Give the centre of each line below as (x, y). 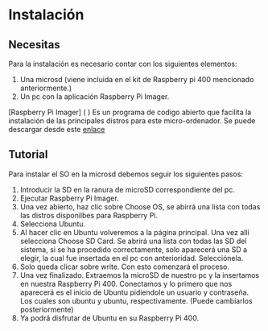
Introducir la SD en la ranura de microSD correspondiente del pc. (127, 189)
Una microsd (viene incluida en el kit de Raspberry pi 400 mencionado (137, 79)
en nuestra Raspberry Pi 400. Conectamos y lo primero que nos (126, 283)
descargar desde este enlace (57, 129)
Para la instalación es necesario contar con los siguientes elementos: (123, 64)
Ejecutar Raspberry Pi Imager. (69, 198)
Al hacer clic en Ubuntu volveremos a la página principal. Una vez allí (134, 232)
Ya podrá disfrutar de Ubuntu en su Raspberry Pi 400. (109, 318)
